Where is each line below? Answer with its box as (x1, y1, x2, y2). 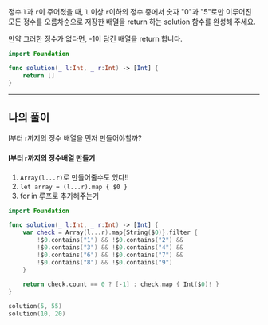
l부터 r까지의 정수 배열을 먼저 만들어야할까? (8, 133, 142, 143)
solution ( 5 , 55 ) (8, 303, 62, 311)
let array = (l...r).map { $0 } (19, 183, 128, 191)
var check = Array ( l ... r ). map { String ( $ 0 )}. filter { (22, 228, 198, 237)
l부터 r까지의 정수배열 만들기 (8, 153, 96, 162)
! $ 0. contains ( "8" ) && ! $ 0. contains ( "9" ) (37, 258, 173, 266)
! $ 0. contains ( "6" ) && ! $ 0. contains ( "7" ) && (37, 251, 184, 259)
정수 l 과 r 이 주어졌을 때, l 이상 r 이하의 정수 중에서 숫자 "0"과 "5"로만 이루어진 (8, 7, 252, 16)
